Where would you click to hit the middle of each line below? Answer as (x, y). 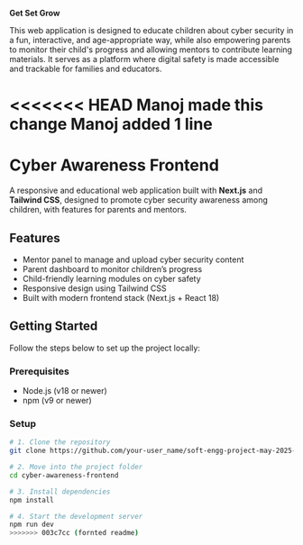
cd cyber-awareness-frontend (64, 475)
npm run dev (32, 525)
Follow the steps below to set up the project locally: (105, 348)
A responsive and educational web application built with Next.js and (136, 191)
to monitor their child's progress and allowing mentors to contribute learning (151, 50)
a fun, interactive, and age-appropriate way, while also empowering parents (150, 40)
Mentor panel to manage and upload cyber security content (133, 259)
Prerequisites (39, 371)
